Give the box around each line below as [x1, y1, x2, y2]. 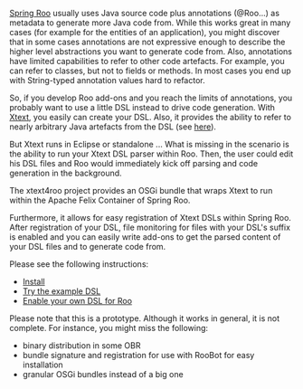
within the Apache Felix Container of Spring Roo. [9, 194, 191, 205]
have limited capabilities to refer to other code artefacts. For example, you [9, 56, 285, 66]
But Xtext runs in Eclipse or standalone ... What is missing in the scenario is [9, 139, 289, 149]
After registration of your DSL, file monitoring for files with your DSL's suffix [9, 222, 291, 232]
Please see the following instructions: [9, 259, 149, 270]
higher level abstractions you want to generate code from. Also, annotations [9, 46, 292, 57]
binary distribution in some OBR [22, 340, 141, 351]
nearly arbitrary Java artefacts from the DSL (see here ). [9, 121, 217, 132]
